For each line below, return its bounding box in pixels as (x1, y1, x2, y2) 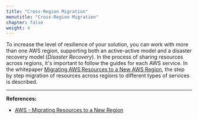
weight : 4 (6, 25, 31, 31)
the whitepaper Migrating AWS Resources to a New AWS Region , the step (6, 66, 184, 73)
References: (6, 95, 37, 103)
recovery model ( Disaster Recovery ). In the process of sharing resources (6, 53, 184, 60)
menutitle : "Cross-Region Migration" (6, 14, 99, 20)
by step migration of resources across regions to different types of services (6, 72, 190, 79)
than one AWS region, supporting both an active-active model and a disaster (6, 47, 192, 55)
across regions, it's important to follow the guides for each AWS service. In (6, 60, 188, 67)
